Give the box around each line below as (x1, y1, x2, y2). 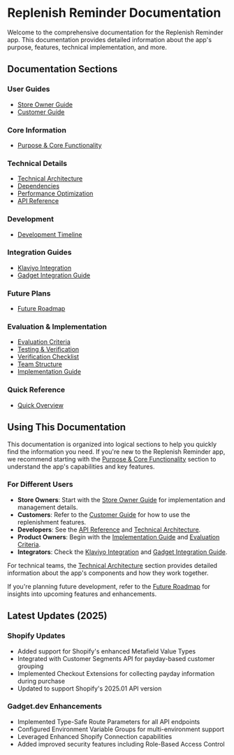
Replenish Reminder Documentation (7, 5, 221, 21)
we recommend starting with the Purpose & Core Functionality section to (7, 455, 217, 463)
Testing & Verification (17, 345, 80, 354)
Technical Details (7, 158, 68, 168)
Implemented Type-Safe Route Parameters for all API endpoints (17, 717, 200, 726)
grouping (17, 662, 44, 670)
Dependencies (17, 182, 60, 191)
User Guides (7, 84, 50, 94)
